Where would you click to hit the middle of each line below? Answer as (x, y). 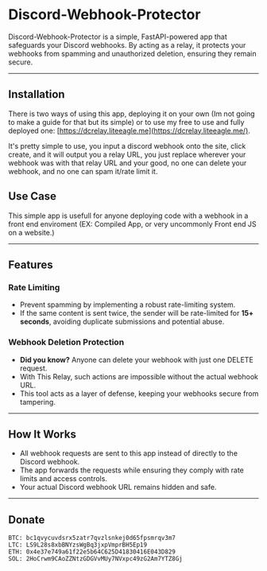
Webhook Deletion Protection (66, 342)
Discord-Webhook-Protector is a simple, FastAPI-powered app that (118, 37)
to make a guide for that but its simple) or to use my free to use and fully (126, 122)
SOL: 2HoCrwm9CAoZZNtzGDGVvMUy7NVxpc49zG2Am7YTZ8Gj (95, 559)
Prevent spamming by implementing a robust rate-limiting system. (128, 305)
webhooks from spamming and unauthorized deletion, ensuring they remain (132, 53)
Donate (27, 520)
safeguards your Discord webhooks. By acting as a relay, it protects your (127, 45)
